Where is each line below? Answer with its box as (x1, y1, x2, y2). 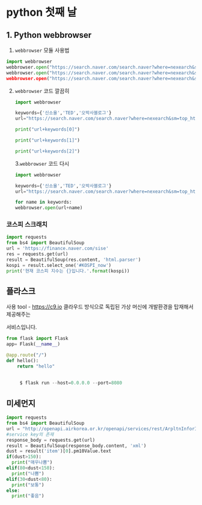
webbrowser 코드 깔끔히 (14, 87, 70, 94)
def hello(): (6, 357, 39, 363)
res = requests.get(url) (6, 251, 69, 257)
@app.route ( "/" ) (6, 352, 47, 359)
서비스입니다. (6, 324, 37, 331)
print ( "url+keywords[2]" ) (14, 148, 80, 154)
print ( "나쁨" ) (11, 471, 44, 477)
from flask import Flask (6, 336, 69, 342)
